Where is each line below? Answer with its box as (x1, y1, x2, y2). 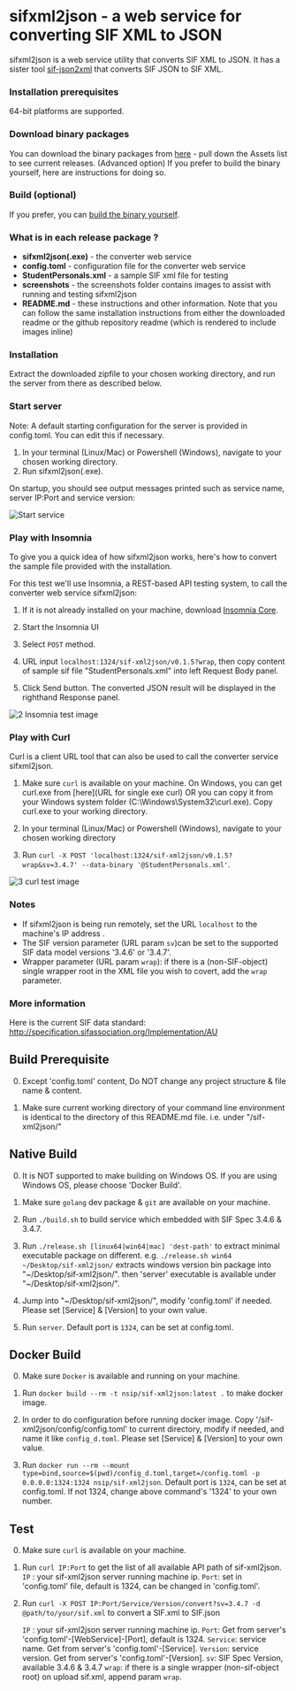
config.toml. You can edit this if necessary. (9, 429, 165, 440)
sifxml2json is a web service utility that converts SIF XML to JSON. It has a (9, 54, 281, 65)
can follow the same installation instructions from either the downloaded (21, 308, 285, 319)
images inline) (21, 327, 73, 337)
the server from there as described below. (9, 378, 163, 388)
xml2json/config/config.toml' (21, 1424, 128, 1434)
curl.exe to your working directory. (21, 806, 148, 817)
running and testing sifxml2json (21, 289, 137, 300)
